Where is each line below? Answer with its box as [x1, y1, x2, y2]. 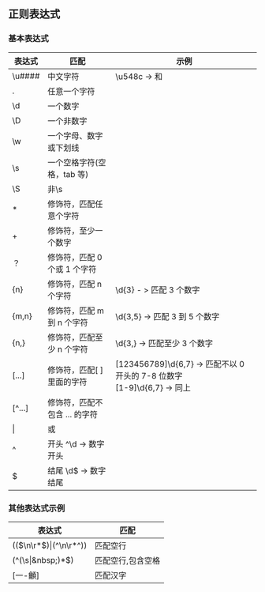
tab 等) [62, 168, 89, 179]
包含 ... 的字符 [47, 409, 99, 420]
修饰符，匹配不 [47, 397, 103, 408]
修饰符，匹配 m [47, 305, 105, 316]
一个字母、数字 [47, 130, 103, 141]
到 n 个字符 [47, 317, 88, 328]
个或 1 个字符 [47, 263, 97, 274]
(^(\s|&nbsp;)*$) [12, 554, 74, 565]
